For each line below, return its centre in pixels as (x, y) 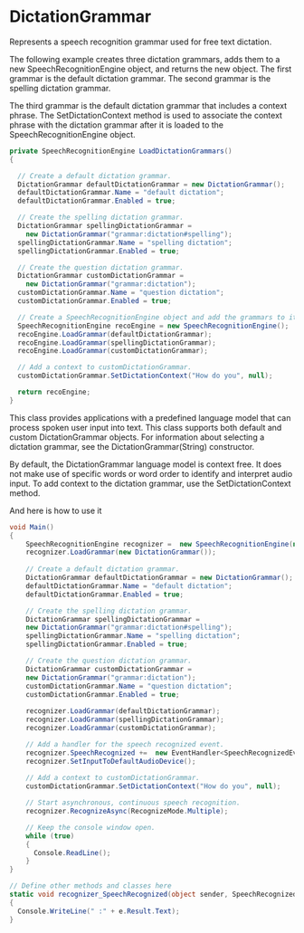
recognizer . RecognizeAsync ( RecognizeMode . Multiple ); (127, 812)
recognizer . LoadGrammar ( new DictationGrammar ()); (121, 552)
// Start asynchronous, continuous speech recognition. (133, 803)
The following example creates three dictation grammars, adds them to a (145, 59)
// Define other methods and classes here (90, 886)
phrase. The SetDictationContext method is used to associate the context (146, 115)
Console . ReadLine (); (72, 852)
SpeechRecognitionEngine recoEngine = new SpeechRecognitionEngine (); (153, 326)
